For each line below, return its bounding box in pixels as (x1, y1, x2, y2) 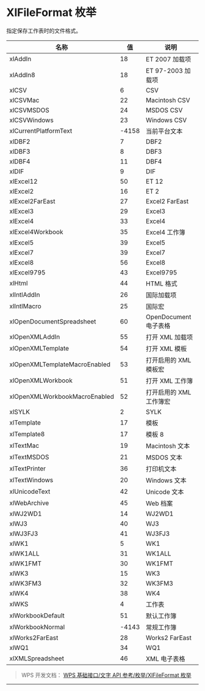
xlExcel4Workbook (9, 227, 63, 236)
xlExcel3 (9, 206, 34, 215)
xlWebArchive (9, 499, 49, 507)
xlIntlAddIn (9, 290, 40, 299)
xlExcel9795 (9, 268, 46, 276)
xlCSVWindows (9, 116, 54, 124)
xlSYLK (9, 407, 31, 416)
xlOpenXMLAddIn (9, 332, 60, 341)
